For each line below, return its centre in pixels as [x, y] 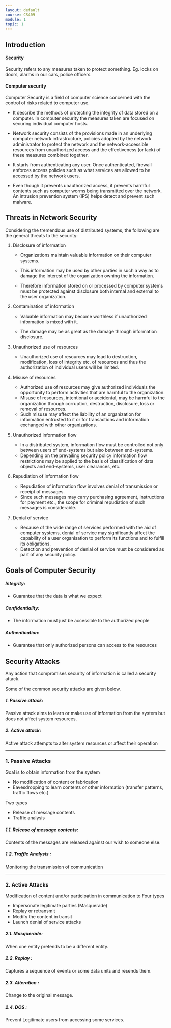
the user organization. [43, 296]
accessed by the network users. [46, 176]
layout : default [22, 10]
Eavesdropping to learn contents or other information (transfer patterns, [88, 787]
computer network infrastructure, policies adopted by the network [82, 139]
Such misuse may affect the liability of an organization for [81, 414]
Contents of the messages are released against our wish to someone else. [83, 842]
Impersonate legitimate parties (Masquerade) [60, 906]
